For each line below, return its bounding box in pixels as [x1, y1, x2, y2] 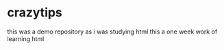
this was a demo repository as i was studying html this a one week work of [7, 27, 218, 36]
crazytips [7, 5, 63, 21]
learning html [7, 34, 45, 42]
